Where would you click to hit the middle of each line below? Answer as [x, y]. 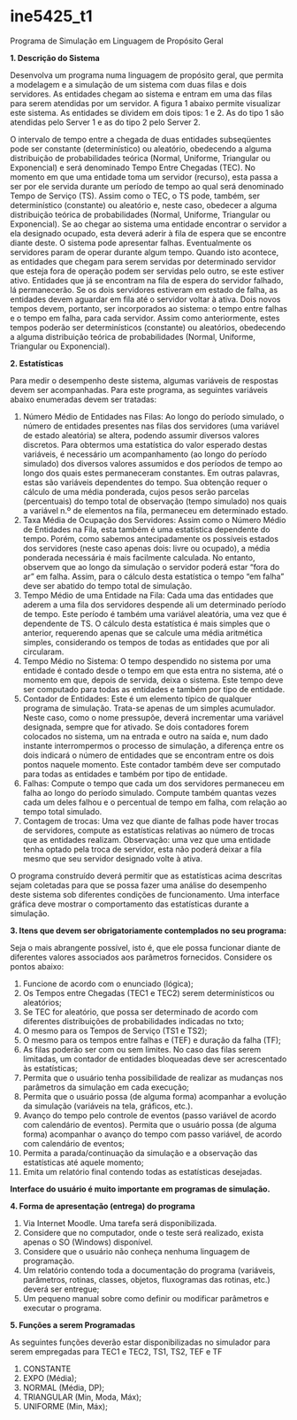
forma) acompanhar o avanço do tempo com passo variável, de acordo [152, 1134]
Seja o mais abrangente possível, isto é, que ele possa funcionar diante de [145, 947]
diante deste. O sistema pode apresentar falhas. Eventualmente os [131, 243]
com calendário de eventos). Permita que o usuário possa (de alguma [149, 1124]
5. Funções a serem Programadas [73, 1324]
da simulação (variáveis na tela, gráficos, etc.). [108, 1106]
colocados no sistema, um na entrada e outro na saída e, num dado [145, 736]
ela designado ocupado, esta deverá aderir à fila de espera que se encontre [148, 233]
